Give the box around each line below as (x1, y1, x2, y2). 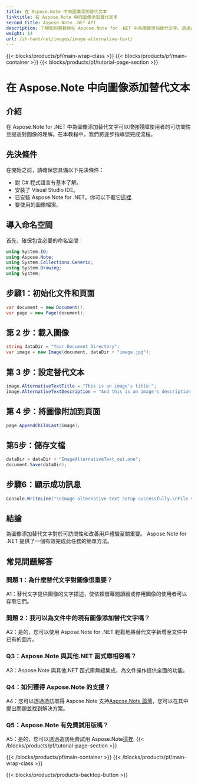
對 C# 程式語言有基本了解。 (14, 178, 82, 186)
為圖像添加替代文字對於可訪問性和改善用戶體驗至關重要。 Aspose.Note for (6, 530, 187, 538)
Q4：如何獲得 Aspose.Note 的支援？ (6, 683, 111, 691)
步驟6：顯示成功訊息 (6, 480, 81, 490)
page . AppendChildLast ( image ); (6, 422, 81, 428)
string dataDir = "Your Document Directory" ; (6, 344, 120, 350)
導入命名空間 (6, 220, 53, 230)
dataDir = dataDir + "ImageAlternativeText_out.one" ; (6, 456, 141, 463)
